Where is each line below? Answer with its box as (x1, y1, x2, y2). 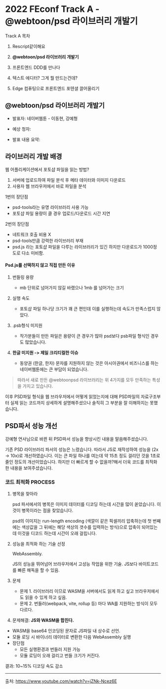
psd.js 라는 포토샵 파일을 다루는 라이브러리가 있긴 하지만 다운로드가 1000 (12, 244, 153, 249)
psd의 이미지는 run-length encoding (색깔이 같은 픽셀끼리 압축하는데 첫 (12, 518, 152, 524)
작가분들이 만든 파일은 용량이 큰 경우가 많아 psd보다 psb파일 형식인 (19, 333, 150, 339)
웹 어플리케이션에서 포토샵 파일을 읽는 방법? (5, 166, 89, 172)
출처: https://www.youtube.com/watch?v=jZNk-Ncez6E (5, 678, 117, 684)
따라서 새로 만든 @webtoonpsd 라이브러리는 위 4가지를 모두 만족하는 (17, 377, 152, 383)
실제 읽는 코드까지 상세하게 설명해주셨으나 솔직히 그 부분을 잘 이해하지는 (10, 399, 149, 405)
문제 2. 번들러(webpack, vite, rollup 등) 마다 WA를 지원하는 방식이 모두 (19, 600, 158, 606)
